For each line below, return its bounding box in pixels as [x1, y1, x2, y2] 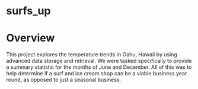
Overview [6, 31, 55, 45]
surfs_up [6, 4, 51, 18]
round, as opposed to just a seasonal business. [6, 76, 122, 84]
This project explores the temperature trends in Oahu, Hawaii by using [6, 51, 178, 58]
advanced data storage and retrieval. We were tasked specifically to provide [6, 58, 193, 65]
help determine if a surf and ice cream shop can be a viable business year [6, 70, 187, 77]
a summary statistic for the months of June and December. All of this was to [6, 63, 192, 71]
